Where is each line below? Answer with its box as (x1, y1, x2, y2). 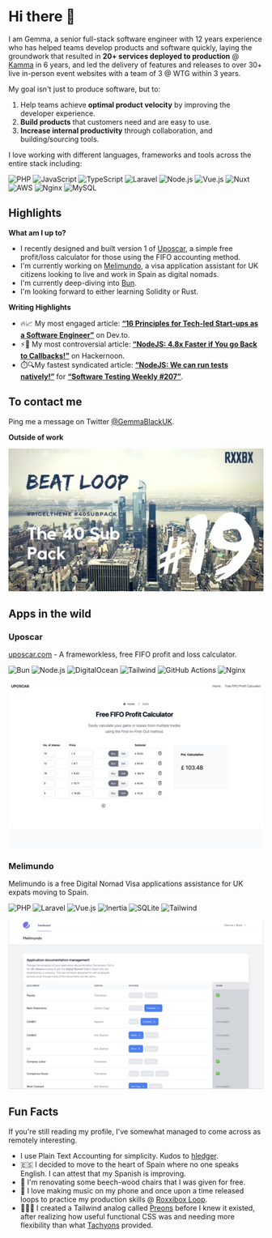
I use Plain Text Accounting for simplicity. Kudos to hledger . (19, 1151, 219, 1160)
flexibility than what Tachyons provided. (19, 1220, 154, 1230)
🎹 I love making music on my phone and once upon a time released (19, 1185, 244, 1195)
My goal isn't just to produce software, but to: (8, 84, 160, 94)
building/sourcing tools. (19, 134, 100, 144)
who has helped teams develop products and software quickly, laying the (8, 42, 253, 52)
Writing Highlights (8, 302, 71, 312)
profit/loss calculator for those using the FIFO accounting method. (19, 252, 241, 262)
